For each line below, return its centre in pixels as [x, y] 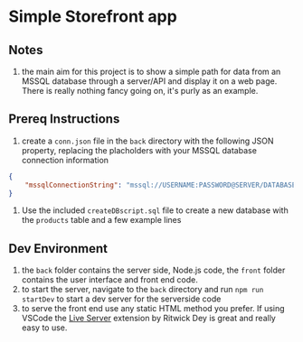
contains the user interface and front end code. [109, 280]
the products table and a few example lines [101, 220]
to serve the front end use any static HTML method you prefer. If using [153, 309]
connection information [65, 160]
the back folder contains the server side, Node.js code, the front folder [153, 270]
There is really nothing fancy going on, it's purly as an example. [140, 91]
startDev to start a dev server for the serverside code [121, 299]
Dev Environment [58, 249]
